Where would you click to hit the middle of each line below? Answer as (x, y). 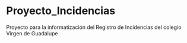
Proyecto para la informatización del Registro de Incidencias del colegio (94, 27)
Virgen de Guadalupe (32, 33)
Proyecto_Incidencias (61, 11)
